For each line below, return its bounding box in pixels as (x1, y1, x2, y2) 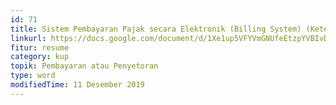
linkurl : (10, 33, 47, 43)
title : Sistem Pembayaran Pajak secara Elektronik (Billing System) (10, 24, 302, 34)
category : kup (10, 52, 70, 62)
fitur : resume (10, 42, 70, 53)
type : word (10, 71, 56, 81)
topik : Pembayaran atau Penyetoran (10, 61, 159, 71)
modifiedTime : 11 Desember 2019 (10, 80, 145, 90)
